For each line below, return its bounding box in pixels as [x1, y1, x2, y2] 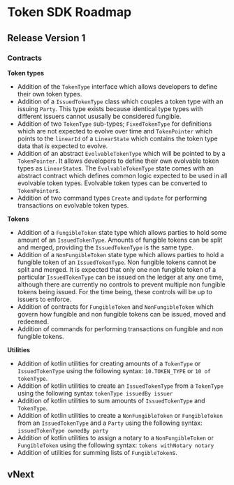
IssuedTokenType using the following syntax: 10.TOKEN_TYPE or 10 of [17, 366, 211, 375]
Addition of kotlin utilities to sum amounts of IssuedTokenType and [17, 396, 205, 405]
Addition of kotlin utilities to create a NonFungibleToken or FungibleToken [17, 411, 224, 419]
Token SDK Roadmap [7, 4, 132, 20]
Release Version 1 [7, 32, 86, 44]
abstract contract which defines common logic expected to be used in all [17, 171, 228, 180]
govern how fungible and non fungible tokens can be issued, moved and [17, 310, 226, 318]
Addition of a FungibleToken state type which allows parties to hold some [17, 228, 227, 236]
